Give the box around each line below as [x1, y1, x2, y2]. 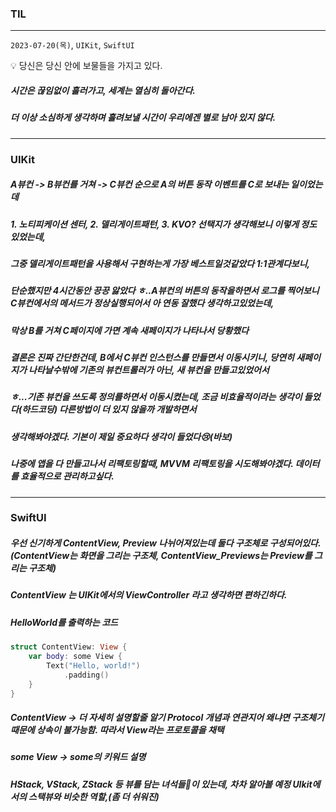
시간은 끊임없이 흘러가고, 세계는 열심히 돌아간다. [10, 84, 196, 96]
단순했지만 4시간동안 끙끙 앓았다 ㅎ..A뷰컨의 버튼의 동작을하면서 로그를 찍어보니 [10, 285, 320, 297]
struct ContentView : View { [10, 642, 128, 652]
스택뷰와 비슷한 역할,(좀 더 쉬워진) [28, 790, 160, 802]
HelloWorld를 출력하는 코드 [10, 616, 118, 628]
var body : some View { [28, 652, 123, 662]
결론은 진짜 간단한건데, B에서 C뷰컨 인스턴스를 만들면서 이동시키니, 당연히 [10, 352, 295, 364]
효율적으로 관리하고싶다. [20, 470, 115, 482]
